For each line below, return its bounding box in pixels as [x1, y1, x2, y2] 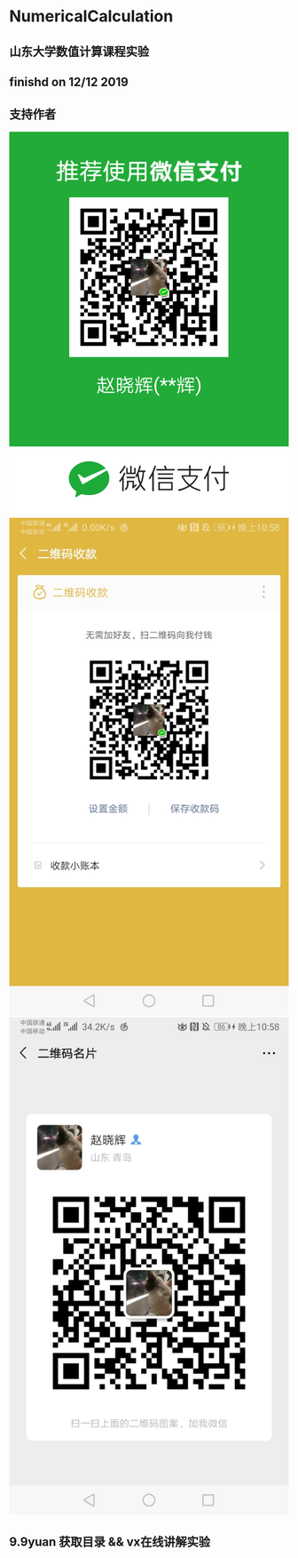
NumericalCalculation [9, 6, 174, 27]
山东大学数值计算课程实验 [9, 44, 149, 59]
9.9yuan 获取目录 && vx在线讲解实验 [9, 1534, 211, 1549]
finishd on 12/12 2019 [9, 74, 129, 90]
